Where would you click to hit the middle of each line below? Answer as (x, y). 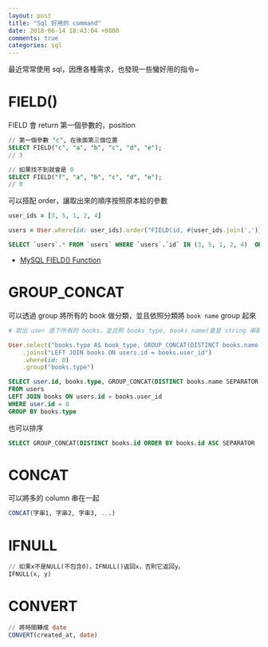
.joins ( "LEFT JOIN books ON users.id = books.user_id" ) (118, 353)
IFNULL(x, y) (30, 574)
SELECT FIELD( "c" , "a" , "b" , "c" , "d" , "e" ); (85, 148)
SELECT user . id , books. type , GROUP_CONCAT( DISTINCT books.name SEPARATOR (134, 382)
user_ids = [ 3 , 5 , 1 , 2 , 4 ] (55, 216)
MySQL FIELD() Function (60, 260)
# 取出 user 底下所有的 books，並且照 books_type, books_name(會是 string (127, 330)
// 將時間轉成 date (37, 627)
